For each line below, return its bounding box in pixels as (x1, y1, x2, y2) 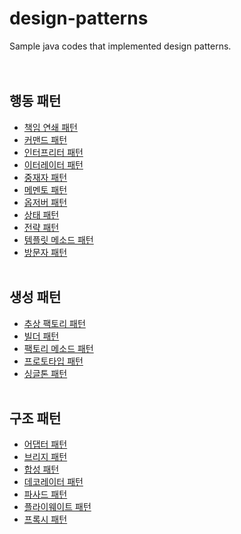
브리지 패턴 (23, 451, 68, 463)
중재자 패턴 (23, 171, 68, 183)
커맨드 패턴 (23, 133, 68, 146)
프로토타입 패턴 (23, 355, 84, 367)
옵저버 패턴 (23, 196, 68, 208)
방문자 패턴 (23, 246, 68, 258)
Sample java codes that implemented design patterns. (9, 40, 232, 52)
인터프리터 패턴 (23, 146, 84, 158)
